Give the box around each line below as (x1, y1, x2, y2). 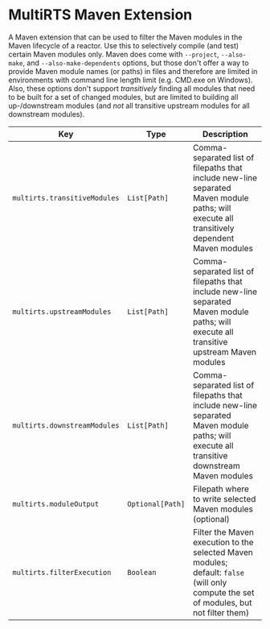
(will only (192, 577, 227, 588)
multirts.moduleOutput (12, 499, 99, 508)
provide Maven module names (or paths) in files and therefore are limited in (8, 66, 258, 76)
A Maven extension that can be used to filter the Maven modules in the (8, 32, 243, 42)
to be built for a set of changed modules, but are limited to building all (8, 92, 239, 101)
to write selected (192, 493, 256, 504)
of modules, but (192, 597, 252, 608)
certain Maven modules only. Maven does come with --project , (8, 49, 219, 59)
